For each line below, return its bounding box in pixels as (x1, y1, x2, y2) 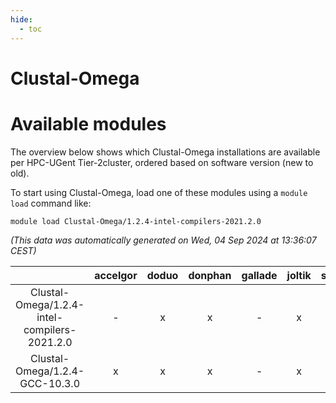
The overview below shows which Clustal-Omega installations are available (10, 146, 321, 158)
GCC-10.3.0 (19, 376, 80, 390)
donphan (188, 268, 232, 282)
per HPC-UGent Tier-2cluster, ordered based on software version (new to (10, 156, 314, 168)
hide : (10, 14, 33, 25)
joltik (286, 268, 312, 282)
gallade (241, 268, 278, 282)
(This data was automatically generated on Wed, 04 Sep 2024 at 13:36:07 (10, 234, 317, 246)
